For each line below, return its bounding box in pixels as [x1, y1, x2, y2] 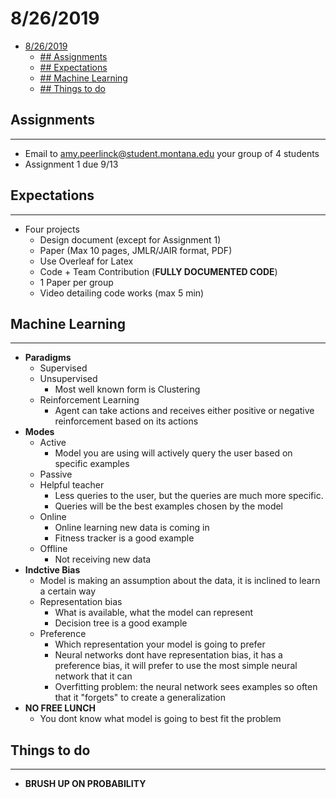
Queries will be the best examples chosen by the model [54, 500, 284, 512]
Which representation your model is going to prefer [54, 638, 266, 651]
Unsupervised [39, 373, 98, 385]
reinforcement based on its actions [54, 415, 199, 427]
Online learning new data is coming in [54, 522, 210, 534]
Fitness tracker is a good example [54, 532, 195, 544]
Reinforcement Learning [39, 394, 140, 406]
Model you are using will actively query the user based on [54, 447, 293, 459]
